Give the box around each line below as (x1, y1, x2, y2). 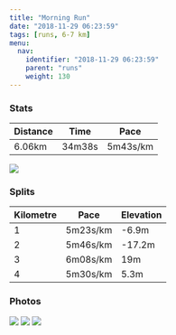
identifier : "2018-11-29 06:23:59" (25, 55, 160, 64)
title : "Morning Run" (9, 13, 91, 23)
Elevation (120, 209, 162, 221)
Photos (9, 295, 42, 308)
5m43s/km (107, 141, 154, 154)
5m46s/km (65, 238, 113, 251)
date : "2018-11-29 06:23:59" (9, 22, 119, 31)
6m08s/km (65, 254, 113, 266)
